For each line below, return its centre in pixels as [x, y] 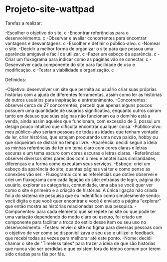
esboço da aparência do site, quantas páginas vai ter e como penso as [78, 169]
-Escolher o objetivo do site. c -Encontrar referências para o [67, 32]
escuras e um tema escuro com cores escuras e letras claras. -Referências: [83, 153]
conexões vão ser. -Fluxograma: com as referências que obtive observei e [82, 174]
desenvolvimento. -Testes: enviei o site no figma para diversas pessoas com [83, 227]
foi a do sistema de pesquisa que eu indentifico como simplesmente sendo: [83, 195]
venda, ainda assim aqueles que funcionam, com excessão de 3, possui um [83, 121]
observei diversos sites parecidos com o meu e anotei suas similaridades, [81, 158]
